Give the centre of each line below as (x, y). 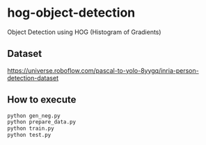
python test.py (29, 135)
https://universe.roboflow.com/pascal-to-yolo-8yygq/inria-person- (103, 70)
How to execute (42, 100)
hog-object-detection (71, 13)
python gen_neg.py (34, 116)
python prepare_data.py (42, 122)
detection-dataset (33, 78)
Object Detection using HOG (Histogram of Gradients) (84, 32)
